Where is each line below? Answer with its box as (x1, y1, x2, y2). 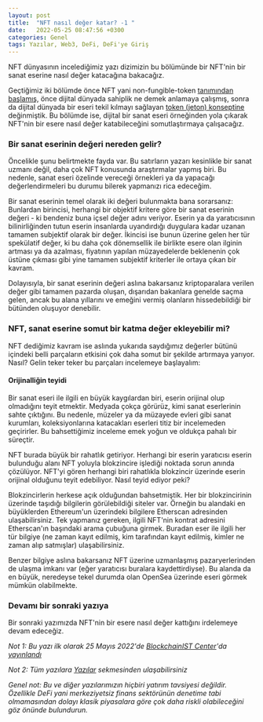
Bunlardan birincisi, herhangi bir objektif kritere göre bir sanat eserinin (8, 205, 235, 214)
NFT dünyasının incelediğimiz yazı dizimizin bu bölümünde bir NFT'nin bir (8, 62, 246, 71)
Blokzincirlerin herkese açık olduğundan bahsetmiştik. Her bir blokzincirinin (8, 490, 252, 499)
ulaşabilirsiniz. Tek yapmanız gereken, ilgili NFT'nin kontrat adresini (8, 515, 225, 524)
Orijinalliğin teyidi (8, 376, 67, 385)
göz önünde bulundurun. (8, 706, 88, 715)
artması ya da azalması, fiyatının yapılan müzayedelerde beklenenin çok (8, 246, 240, 256)
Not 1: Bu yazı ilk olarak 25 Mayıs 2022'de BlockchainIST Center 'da (8, 641, 228, 651)
